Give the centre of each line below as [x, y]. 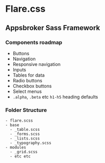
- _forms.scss [25, 134]
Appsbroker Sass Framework [53, 28]
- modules [16, 148]
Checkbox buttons [32, 86]
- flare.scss [19, 121]
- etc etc [20, 156]
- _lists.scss [25, 138]
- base [12, 125]
